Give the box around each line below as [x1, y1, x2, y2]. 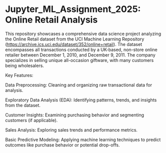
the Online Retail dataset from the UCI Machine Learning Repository [5, 36, 145, 42]
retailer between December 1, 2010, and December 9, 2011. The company [5, 51, 156, 58]
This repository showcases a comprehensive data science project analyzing [5, 30, 161, 36]
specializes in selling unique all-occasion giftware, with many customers [5, 57, 154, 63]
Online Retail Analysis [5, 14, 98, 25]
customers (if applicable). [5, 117, 58, 123]
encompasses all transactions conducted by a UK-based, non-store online [5, 46, 158, 52]
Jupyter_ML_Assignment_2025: [5, 3, 141, 15]
